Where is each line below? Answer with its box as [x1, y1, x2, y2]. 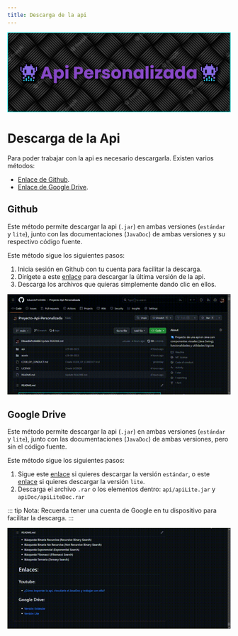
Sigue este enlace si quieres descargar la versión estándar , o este [17, 470, 210, 478]
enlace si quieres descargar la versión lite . [17, 478, 145, 486]
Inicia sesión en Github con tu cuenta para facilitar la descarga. [17, 265, 202, 273]
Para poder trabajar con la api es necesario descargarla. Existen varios [7, 153, 214, 163]
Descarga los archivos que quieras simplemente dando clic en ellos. [17, 280, 217, 288]
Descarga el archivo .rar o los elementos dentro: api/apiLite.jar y [17, 485, 216, 493]
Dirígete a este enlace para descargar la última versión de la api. [17, 272, 205, 280]
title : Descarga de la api [7, 11, 87, 18]
